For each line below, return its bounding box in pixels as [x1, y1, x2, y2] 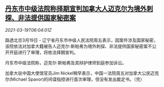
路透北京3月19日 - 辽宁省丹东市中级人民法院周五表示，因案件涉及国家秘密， [5, 37, 158, 43]
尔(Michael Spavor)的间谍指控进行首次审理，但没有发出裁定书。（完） [5, 76, 145, 82]
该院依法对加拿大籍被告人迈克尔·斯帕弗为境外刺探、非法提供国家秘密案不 [5, 43, 153, 49]
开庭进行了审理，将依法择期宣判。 [9, 49, 78, 55]
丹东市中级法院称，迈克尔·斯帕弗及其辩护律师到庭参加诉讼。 [5, 60, 127, 65]
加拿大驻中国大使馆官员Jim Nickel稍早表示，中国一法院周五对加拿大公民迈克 [5, 70, 159, 76]
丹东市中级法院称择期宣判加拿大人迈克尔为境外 [5, 4, 147, 13]
